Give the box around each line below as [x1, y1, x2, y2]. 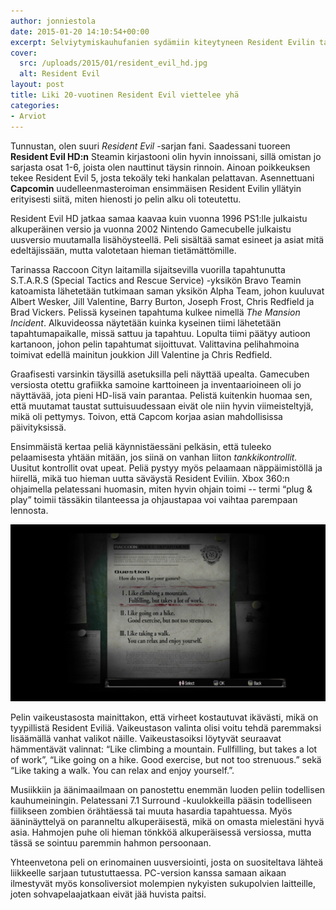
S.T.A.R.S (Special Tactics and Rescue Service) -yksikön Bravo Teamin [10, 274, 302, 286]
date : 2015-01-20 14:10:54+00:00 [10, 26, 150, 37]
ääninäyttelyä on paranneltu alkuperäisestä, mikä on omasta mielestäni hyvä [10, 816, 325, 827]
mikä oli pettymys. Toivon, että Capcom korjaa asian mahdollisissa [10, 410, 283, 422]
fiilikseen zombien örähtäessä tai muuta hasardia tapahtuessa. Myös [10, 805, 293, 817]
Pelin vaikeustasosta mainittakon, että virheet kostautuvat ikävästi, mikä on [10, 711, 319, 723]
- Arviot [10, 111, 47, 121]
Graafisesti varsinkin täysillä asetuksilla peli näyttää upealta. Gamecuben [10, 368, 310, 380]
